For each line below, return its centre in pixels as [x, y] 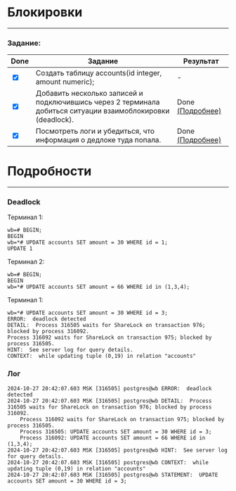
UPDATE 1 [20, 249]
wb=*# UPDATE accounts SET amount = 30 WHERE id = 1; [88, 243]
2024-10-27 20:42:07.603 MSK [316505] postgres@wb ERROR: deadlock [110, 388]
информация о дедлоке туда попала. [98, 140]
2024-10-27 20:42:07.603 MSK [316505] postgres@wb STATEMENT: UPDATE [113, 475]
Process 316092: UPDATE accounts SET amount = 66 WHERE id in [113, 437]
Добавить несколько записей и [90, 94]
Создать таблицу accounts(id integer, [99, 73]
